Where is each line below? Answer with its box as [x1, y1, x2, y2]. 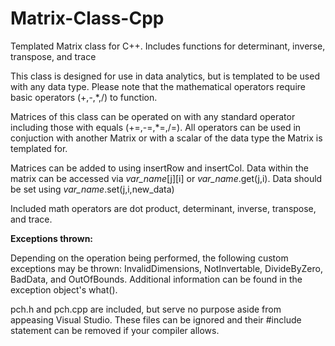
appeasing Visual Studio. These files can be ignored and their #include [10, 313, 302, 326]
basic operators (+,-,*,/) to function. [10, 91, 158, 103]
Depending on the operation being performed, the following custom [10, 252, 289, 264]
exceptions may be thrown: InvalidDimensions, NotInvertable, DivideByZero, [10, 262, 323, 274]
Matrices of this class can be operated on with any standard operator [10, 110, 296, 122]
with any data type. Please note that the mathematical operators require [10, 80, 306, 92]
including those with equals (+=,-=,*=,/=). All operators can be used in [10, 121, 302, 133]
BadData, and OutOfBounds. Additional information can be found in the [10, 273, 303, 285]
